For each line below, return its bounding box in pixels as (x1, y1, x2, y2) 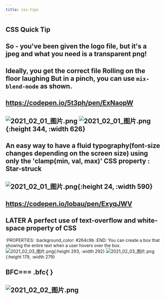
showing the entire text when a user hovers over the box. (5, 242, 121, 248)
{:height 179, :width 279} (5, 254, 55, 260)
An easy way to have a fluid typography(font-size (5, 141, 161, 150)
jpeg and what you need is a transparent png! (5, 50, 147, 58)
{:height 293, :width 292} (54, 248, 105, 254)
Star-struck (5, 165, 42, 173)
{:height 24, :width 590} (77, 183, 153, 191)
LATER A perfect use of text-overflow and (5, 216, 136, 225)
